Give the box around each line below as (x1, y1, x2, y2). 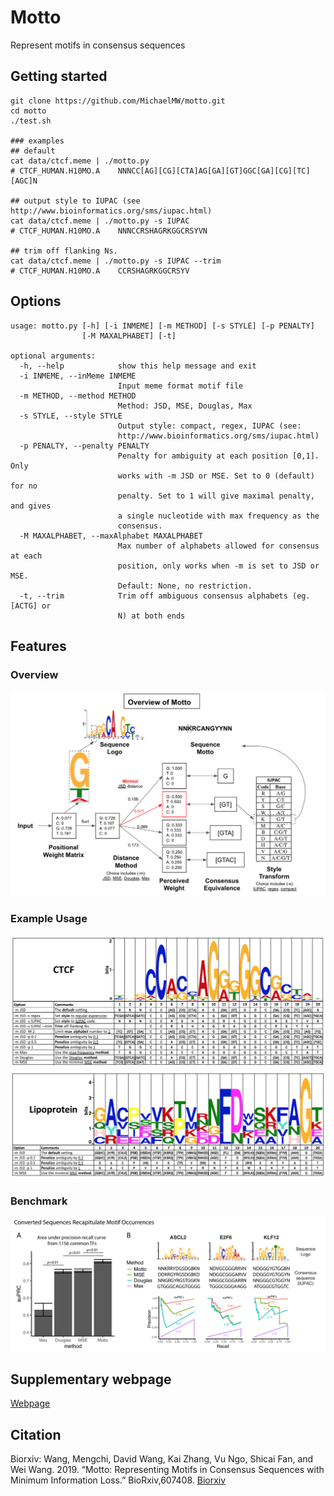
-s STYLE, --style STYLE (19, 411, 123, 421)
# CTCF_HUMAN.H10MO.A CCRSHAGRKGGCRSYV (10, 266, 190, 276)
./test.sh (10, 116, 52, 126)
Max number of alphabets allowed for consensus (117, 541, 320, 551)
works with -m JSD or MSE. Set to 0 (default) (117, 471, 315, 481)
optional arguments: (10, 351, 97, 361)
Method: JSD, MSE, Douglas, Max (117, 401, 253, 411)
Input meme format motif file (117, 381, 244, 391)
